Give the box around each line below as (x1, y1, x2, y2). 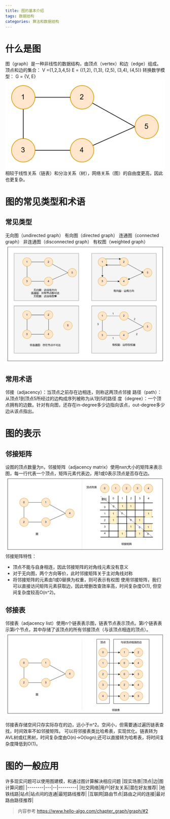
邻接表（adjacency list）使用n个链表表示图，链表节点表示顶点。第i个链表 (5, 620, 158, 627)
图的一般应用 (5, 761, 59, 772)
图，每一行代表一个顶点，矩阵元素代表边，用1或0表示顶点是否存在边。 (5, 470, 152, 477)
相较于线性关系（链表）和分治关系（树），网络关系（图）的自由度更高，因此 (5, 170, 163, 176)
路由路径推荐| (5, 797, 34, 803)
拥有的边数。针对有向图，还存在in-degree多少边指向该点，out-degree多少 (9, 402, 165, 408)
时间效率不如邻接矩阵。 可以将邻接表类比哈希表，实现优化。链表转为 (14, 728, 158, 734)
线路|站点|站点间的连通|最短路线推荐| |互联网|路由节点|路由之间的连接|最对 (9, 791, 165, 797)
